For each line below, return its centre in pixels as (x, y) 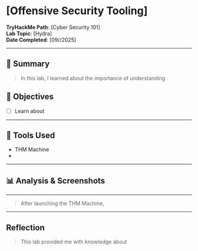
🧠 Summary (28, 64)
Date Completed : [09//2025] (41, 40)
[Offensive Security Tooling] (77, 11)
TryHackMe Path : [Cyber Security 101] (53, 27)
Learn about (29, 111)
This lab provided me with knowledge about (74, 242)
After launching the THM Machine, (62, 203)
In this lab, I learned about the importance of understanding (93, 78)
